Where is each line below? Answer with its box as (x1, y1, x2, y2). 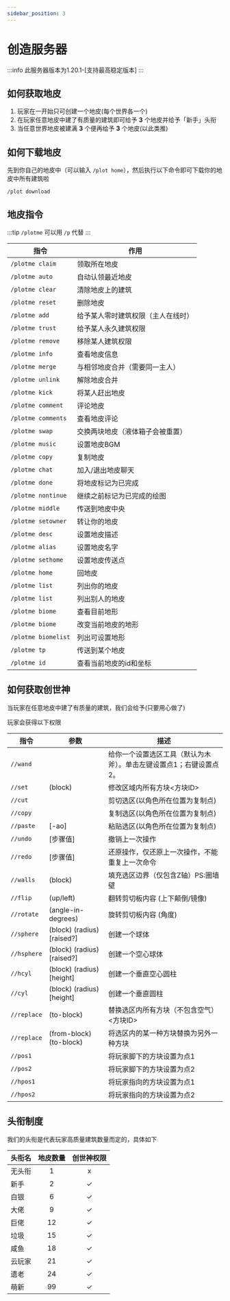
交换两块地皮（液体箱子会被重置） (77, 427, 187, 436)
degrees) (49, 914, 79, 923)
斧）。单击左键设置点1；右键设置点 (108, 759, 219, 769)
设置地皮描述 (77, 530, 118, 539)
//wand (10, 760, 32, 768)
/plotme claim (10, 260, 57, 268)
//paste (10, 822, 36, 829)
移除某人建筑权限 (77, 337, 132, 346)
